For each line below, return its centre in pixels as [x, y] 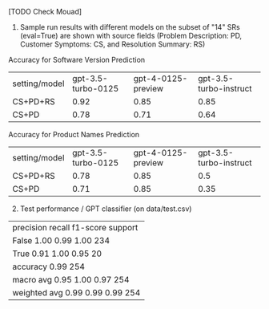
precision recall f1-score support [75, 228]
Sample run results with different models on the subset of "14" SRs [130, 27]
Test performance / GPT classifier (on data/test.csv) [106, 209]
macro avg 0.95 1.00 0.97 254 [71, 280]
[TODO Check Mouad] [45, 12]
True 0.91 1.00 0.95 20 [57, 254]
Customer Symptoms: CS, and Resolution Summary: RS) [112, 44]
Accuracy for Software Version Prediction [77, 60]
